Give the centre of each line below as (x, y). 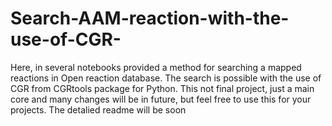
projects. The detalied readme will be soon (98, 109)
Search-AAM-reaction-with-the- (150, 18)
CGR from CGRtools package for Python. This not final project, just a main (162, 88)
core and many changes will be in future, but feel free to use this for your (161, 99)
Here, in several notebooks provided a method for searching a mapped (156, 67)
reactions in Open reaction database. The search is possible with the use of (166, 78)
